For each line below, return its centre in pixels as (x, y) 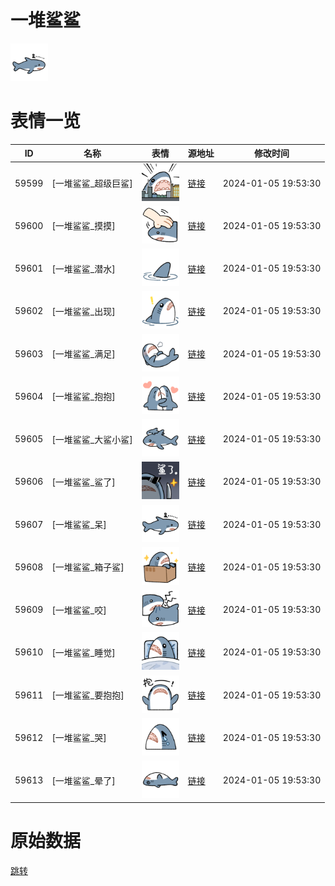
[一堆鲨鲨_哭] (79, 738)
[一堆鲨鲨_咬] (79, 610)
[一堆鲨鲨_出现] (83, 311)
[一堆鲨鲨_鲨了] (83, 482)
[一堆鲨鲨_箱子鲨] (88, 567)
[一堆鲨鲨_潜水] (83, 268)
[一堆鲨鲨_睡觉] (83, 652)
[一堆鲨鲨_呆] (79, 525)
